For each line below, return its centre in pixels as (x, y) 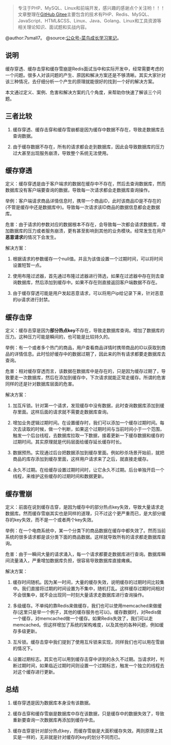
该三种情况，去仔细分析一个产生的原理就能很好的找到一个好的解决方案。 (81, 81)
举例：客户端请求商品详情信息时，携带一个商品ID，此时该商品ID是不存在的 (83, 201)
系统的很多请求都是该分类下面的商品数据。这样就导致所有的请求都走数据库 (83, 537)
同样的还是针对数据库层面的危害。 (41, 384)
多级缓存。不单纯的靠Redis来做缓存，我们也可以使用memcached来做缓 (87, 606)
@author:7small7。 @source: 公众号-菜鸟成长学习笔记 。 (64, 38)
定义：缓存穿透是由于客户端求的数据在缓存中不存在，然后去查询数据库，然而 (85, 184)
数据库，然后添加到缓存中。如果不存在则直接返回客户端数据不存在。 (89, 283)
